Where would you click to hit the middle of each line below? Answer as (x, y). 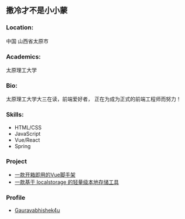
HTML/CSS (28, 127)
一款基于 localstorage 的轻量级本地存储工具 (67, 182)
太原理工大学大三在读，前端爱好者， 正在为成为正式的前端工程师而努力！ (94, 99)
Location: (20, 28)
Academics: (23, 56)
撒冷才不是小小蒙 (37, 11)
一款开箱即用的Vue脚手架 (45, 174)
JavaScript (27, 134)
